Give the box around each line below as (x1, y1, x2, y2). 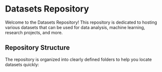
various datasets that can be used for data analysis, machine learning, (5, 24, 146, 30)
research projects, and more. (5, 29, 63, 35)
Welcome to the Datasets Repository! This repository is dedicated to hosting (5, 19, 158, 25)
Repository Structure (5, 43, 70, 52)
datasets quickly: (5, 61, 39, 67)
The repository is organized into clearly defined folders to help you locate (5, 57, 152, 62)
